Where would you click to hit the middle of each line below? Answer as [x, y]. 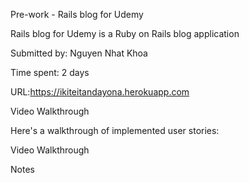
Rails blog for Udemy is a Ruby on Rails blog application [125, 33]
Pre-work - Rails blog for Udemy [77, 14]
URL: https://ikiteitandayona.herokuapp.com [100, 92]
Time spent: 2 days [50, 72]
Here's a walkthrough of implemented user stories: [115, 130]
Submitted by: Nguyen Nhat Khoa [79, 53]
